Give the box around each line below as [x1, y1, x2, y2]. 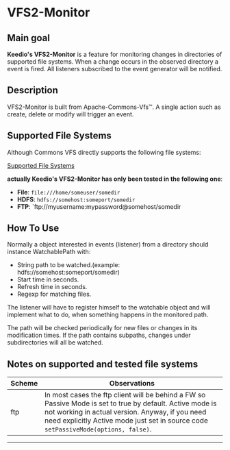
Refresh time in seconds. [16, 283, 88, 291]
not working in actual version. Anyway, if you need [44, 408, 207, 417]
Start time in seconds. [16, 275, 79, 284]
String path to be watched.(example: [16, 261, 120, 269]
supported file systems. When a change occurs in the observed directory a [7, 58, 219, 66]
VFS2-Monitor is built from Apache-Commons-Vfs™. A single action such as [7, 103, 221, 111]
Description [7, 84, 58, 97]
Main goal [7, 32, 50, 44]
